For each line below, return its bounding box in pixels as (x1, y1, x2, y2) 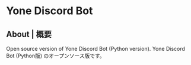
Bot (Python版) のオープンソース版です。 (6, 52, 105, 59)
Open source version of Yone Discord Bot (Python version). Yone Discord (6, 45, 186, 52)
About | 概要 (6, 29, 52, 39)
